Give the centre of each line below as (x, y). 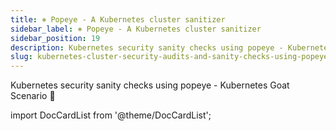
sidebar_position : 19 (55, 38)
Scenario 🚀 (33, 96)
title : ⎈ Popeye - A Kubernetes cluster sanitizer (118, 19)
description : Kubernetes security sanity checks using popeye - (147, 47)
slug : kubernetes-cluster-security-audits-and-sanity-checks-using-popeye (169, 57)
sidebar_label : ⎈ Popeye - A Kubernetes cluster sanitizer (136, 29)
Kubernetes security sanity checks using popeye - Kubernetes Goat (150, 85)
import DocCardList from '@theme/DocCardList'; (111, 115)
